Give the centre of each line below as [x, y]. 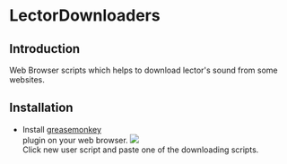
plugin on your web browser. [75, 140]
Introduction [45, 49]
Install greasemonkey [61, 129]
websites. [27, 80]
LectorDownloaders [85, 16]
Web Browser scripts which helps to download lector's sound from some [143, 70]
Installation [41, 108]
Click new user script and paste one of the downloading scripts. [140, 150]
